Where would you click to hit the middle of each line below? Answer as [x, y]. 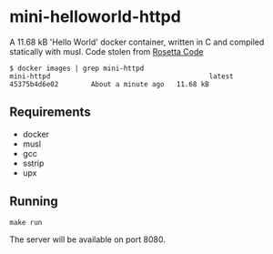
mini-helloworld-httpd [96, 17]
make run [26, 222]
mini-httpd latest [121, 76]
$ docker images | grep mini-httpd [77, 68]
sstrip [33, 163]
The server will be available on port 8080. [87, 239]
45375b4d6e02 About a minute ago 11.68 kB [109, 84]
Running [34, 202]
